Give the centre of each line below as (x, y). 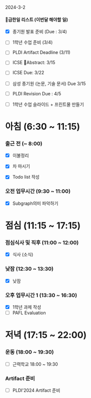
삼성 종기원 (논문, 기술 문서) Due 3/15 (49, 83)
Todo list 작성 (26, 177)
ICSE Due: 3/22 (28, 73)
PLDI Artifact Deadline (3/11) (41, 52)
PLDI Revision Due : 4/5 (37, 93)
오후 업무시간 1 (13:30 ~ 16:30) (41, 295)
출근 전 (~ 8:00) (24, 143)
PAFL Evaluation (29, 313)
